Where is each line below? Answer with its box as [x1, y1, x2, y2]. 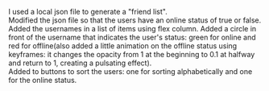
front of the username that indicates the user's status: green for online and [8, 32, 256, 42]
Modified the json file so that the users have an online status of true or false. [8, 15, 262, 25]
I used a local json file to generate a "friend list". [8, 7, 168, 16]
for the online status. [8, 76, 77, 85]
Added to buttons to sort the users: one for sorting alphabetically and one [8, 67, 253, 76]
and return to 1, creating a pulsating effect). [8, 58, 152, 68]
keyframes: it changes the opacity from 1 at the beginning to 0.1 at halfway [8, 50, 255, 59]
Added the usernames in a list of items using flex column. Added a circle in [8, 24, 257, 33]
